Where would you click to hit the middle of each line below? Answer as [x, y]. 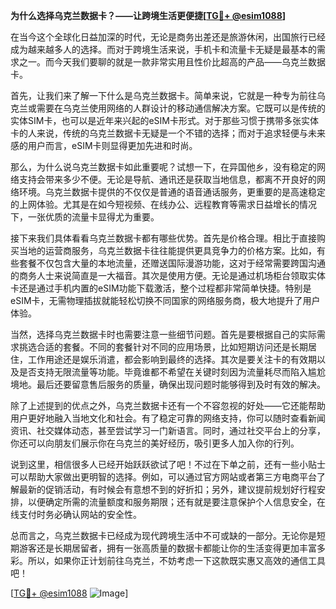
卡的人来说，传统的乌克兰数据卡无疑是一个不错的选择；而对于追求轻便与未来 [168, 133]
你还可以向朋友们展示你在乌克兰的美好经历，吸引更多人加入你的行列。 [155, 443]
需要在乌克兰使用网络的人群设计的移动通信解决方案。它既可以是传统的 [181, 108]
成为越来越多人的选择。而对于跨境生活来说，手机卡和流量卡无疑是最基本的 [163, 49]
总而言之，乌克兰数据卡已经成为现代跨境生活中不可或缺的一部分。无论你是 [163, 535]
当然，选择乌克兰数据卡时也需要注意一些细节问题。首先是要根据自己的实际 [163, 334]
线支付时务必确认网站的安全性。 [76, 514]
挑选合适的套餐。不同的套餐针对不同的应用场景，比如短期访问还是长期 [163, 347]
